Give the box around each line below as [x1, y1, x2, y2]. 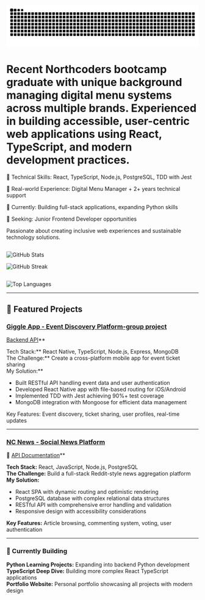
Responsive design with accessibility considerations [15, 508, 146, 515]
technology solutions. [6, 234, 61, 241]
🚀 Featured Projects [6, 304, 83, 314]
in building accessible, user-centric [6, 114, 190, 128]
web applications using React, [6, 127, 162, 141]
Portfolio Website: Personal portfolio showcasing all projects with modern [6, 580, 193, 587]
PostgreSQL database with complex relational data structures [15, 495, 170, 502]
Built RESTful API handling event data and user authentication [15, 379, 170, 387]
